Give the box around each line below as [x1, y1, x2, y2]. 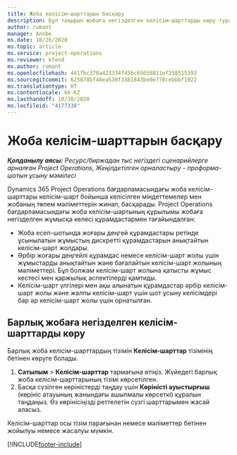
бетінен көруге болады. [7, 354, 79, 362]
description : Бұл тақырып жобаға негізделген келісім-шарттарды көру [7, 17, 217, 24]
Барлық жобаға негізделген [7, 317, 138, 329]
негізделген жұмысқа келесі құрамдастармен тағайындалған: [7, 215, 196, 223]
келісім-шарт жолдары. [17, 243, 90, 252]
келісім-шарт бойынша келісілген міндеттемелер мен [38, 192, 202, 201]
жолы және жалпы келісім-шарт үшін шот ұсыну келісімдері [35, 288, 217, 297]
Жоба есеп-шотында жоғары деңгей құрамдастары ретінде [17, 228, 199, 237]
